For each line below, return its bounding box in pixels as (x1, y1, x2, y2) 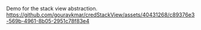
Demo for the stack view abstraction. (6, 5, 98, 12)
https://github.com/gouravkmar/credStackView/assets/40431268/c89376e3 (6, 11, 195, 18)
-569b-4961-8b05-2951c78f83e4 (6, 18, 90, 24)
